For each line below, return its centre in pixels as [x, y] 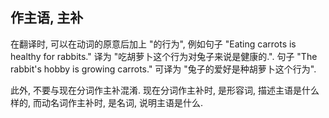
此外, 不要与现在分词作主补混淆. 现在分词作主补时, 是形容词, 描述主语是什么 [165, 90]
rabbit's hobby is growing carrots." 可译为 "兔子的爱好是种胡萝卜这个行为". [163, 69]
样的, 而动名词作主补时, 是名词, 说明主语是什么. [106, 102]
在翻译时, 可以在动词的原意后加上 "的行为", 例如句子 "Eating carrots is [153, 44]
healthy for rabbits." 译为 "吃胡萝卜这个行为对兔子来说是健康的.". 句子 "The [164, 56]
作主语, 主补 [47, 18]
